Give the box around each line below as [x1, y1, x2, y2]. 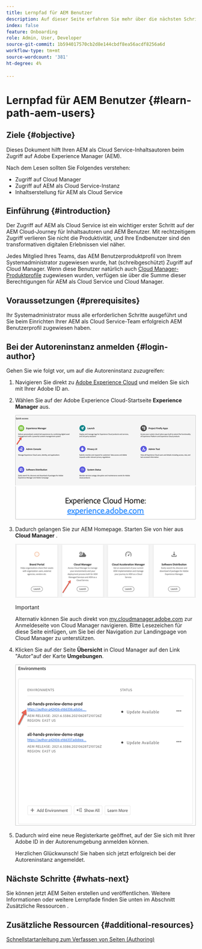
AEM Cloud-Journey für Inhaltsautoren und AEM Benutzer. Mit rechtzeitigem [6, 228, 195, 236]
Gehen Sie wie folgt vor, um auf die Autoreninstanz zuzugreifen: [6, 367, 165, 374]
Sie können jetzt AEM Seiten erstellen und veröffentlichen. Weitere [6, 889, 171, 897]
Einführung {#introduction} [6, 206, 111, 216]
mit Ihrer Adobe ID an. [14, 385, 70, 392]
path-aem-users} [6, 106, 96, 120]
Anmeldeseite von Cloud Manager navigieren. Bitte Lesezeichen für [14, 622, 182, 629]
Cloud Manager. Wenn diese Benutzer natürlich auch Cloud [6, 265, 153, 273]
